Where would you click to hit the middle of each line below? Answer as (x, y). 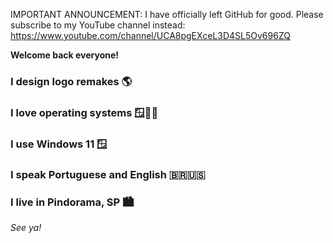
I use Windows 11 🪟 (59, 144)
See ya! (26, 227)
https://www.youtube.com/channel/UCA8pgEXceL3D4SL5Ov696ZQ (150, 35)
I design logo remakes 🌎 (71, 81)
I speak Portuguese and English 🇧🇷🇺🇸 (108, 174)
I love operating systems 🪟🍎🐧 (84, 112)
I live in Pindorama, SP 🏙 (72, 202)
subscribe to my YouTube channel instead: (98, 25)
